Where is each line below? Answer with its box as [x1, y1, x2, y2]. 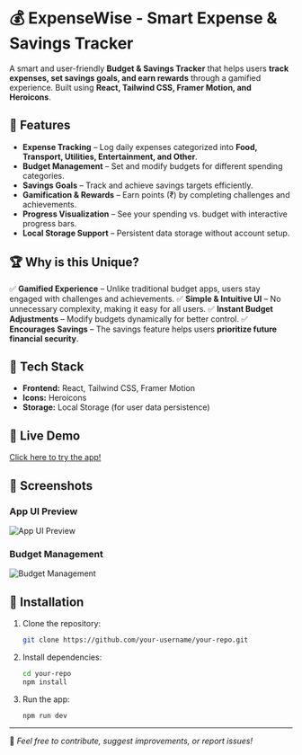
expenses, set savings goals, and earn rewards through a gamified [9, 72, 262, 83]
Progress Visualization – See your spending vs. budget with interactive [22, 209, 288, 219]
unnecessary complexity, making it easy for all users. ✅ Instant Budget [9, 303, 274, 314]
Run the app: [22, 694, 70, 705]
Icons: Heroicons [22, 393, 87, 404]
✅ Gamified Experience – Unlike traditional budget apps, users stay [9, 283, 261, 294]
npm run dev [22, 711, 67, 720]
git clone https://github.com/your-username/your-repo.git [22, 635, 249, 644]
